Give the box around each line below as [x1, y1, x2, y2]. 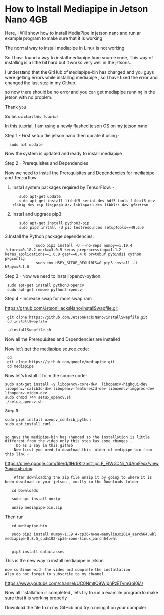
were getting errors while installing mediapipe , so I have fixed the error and [5, 74, 158, 80]
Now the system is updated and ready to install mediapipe [5, 150, 122, 156]
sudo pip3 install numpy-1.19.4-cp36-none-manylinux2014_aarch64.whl [11, 532, 157, 537]
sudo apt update [9, 142, 43, 147]
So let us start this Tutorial [5, 113, 58, 119]
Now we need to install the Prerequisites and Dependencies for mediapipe [5, 170, 155, 176]
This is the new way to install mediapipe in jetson [5, 557, 104, 563]
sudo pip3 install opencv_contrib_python [5, 417, 91, 422]
